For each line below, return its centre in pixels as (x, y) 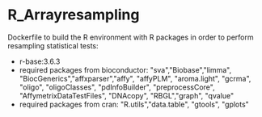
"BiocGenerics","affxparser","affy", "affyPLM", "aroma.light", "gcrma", (135, 78)
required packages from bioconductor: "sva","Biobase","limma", (125, 69)
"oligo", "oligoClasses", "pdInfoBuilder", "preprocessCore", (117, 87)
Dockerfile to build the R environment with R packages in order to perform (131, 37)
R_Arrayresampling (74, 15)
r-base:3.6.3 (40, 61)
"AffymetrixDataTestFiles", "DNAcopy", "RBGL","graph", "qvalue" (127, 95)
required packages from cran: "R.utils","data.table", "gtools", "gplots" (134, 104)
